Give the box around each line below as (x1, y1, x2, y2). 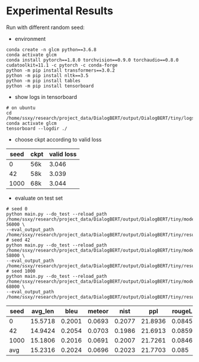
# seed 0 (6, 206, 28, 212)
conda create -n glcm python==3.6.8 (6, 46, 97, 53)
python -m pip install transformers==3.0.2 (6, 67, 115, 73)
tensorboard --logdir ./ (6, 126, 68, 132)
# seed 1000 (6, 268, 36, 274)
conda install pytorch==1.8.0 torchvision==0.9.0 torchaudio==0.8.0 (6, 57, 179, 63)
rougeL (171, 307, 192, 315)
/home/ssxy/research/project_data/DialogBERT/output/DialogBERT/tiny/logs (6, 115, 195, 121)
